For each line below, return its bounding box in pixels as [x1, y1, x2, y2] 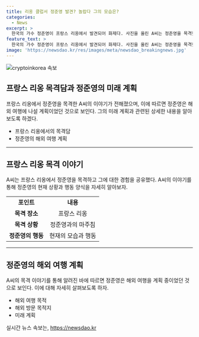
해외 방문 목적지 [14, 304, 52, 312]
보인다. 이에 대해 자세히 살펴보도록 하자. [17, 284, 109, 291]
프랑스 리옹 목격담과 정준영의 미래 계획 [6, 84, 137, 94]
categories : [6, 14, 36, 20]
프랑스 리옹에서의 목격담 [14, 127, 71, 134]
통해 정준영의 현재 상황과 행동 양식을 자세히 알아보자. [6, 184, 128, 191]
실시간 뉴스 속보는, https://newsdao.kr [6, 324, 97, 332]
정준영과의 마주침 [50, 220, 96, 229]
